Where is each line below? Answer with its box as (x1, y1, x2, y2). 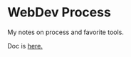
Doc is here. (7, 41, 43, 50)
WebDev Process (7, 4, 112, 21)
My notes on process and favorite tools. (7, 28, 125, 36)
